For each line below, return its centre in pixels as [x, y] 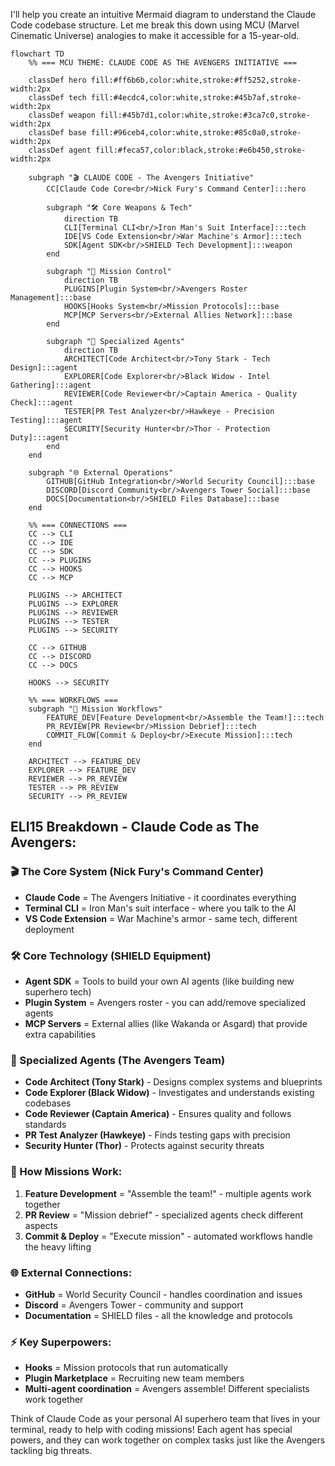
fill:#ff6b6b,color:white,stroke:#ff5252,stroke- [196, 80]
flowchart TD [37, 54]
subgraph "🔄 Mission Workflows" [95, 709]
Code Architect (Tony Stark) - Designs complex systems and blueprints [173, 1082]
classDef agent [60, 150]
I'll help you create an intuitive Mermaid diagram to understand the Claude [163, 14]
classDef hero [57, 80]
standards [45, 1125]
